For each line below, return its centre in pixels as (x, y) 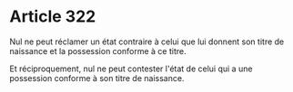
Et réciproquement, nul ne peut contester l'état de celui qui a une (131, 69)
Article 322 (53, 17)
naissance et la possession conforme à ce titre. (98, 51)
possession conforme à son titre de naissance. (97, 78)
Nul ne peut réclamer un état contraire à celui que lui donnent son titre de (147, 41)
